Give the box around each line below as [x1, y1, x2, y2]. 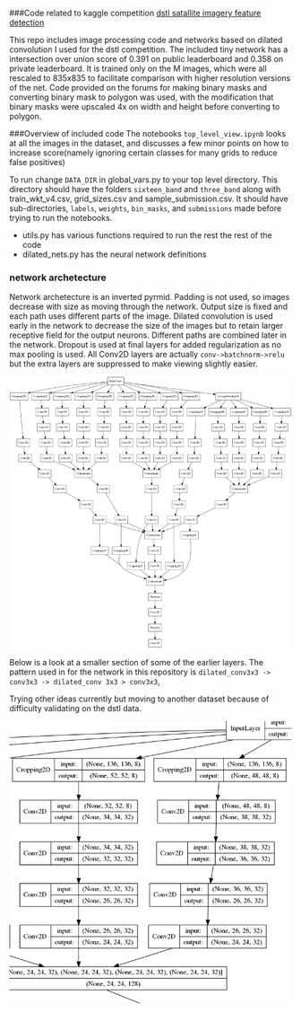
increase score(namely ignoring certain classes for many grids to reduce [9, 147, 278, 158]
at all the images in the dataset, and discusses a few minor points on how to [9, 138, 289, 148]
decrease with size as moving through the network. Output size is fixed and [9, 301, 288, 313]
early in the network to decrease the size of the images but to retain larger [9, 321, 284, 331]
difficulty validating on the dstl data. [9, 702, 142, 713]
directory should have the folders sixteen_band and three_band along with [9, 184, 281, 194]
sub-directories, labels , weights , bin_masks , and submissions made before [9, 203, 282, 214]
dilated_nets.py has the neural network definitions [21, 249, 207, 260]
